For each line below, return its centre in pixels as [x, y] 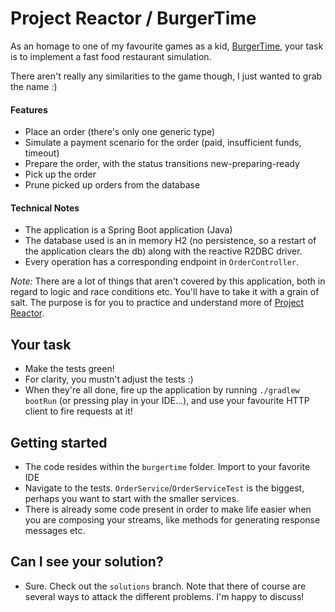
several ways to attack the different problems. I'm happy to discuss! [164, 596]
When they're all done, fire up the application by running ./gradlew [162, 390]
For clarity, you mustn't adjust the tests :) [109, 379]
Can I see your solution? [87, 562]
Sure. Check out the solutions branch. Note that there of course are [165, 586]
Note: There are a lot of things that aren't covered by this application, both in [168, 281]
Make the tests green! [69, 369]
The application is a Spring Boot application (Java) [128, 230]
